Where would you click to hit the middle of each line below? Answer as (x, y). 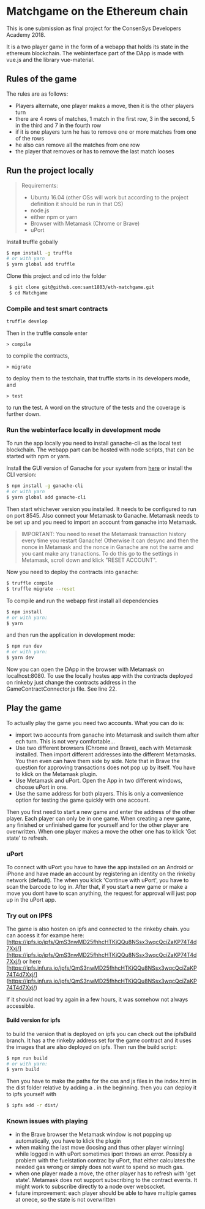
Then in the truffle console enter (47, 333)
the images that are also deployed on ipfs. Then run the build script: (92, 1046)
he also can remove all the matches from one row (77, 145)
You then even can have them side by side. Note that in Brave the (98, 761)
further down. (24, 414)
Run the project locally (50, 171)
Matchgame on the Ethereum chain (97, 11)
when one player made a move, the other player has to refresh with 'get (105, 1173)
